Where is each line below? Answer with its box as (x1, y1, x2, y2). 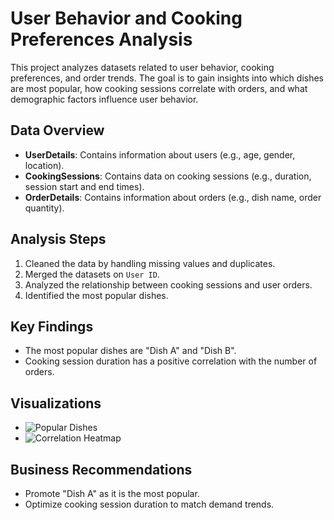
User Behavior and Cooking (10, 7, 243, 30)
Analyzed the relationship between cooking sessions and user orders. (24, 278, 313, 291)
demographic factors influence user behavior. (10, 93, 199, 105)
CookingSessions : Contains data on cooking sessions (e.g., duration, (24, 170, 312, 182)
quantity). (24, 202, 65, 214)
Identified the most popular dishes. (24, 289, 169, 301)
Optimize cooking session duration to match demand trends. (24, 498, 275, 510)
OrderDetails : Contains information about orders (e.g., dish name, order (24, 191, 322, 203)
